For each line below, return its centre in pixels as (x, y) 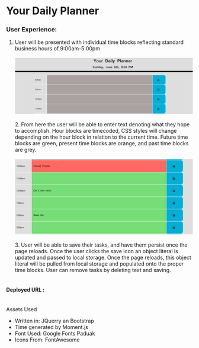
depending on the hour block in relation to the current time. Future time (101, 137)
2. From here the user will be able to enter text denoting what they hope (102, 124)
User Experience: (32, 30)
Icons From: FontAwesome (47, 340)
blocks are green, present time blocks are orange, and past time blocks (102, 143)
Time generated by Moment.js (52, 327)
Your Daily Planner (53, 11)
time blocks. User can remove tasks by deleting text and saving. (93, 270)
